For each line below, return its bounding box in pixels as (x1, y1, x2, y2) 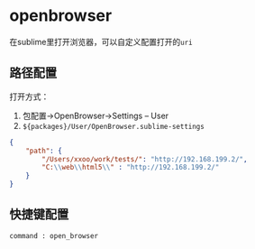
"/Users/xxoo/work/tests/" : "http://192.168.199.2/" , (41, 154, 248, 163)
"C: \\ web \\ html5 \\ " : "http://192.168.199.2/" (41, 163, 220, 172)
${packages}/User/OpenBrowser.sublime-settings (22, 122, 205, 131)
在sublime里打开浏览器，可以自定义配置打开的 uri (9, 36, 193, 47)
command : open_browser (9, 231, 99, 240)
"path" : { (25, 146, 63, 155)
